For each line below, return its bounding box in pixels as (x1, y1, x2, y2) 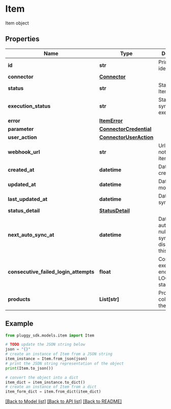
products (8, 295, 31, 302)
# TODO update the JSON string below (5, 342, 85, 347)
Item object (5, 20, 29, 26)
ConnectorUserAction (99, 134, 154, 141)
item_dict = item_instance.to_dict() (5, 379, 85, 385)
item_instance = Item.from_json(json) (5, 356, 88, 362)
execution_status (8, 103, 51, 110)
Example (5, 319, 34, 328)
